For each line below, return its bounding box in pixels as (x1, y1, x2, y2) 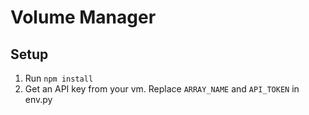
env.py (24, 94, 53, 105)
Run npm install (24, 72, 94, 84)
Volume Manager (10, 6, 157, 29)
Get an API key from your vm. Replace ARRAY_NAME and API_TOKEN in (24, 83, 300, 95)
